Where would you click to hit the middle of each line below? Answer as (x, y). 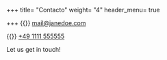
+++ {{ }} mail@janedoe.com (46, 23)
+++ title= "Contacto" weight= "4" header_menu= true (83, 10)
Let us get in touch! (34, 49)
